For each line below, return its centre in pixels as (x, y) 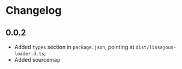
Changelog (34, 10)
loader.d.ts (29, 54)
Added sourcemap (37, 60)
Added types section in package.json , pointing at (74, 47)
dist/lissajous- (156, 47)
